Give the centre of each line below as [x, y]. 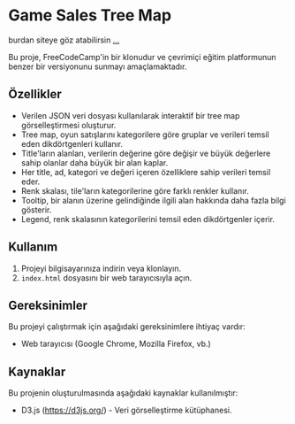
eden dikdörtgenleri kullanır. [72, 143]
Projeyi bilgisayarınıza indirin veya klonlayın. [101, 268]
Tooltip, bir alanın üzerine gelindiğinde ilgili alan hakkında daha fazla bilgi [153, 200]
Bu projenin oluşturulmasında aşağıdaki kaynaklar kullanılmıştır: [123, 393]
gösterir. [36, 210]
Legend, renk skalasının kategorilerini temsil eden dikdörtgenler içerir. [148, 219]
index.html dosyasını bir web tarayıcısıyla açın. [106, 278]
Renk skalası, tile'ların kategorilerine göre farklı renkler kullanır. [135, 190]
